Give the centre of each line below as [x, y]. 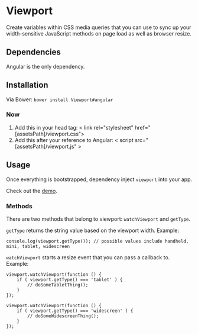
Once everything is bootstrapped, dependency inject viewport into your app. [99, 179]
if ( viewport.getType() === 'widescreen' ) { [75, 311]
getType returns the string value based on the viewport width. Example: [92, 230]
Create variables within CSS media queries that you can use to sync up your [99, 27]
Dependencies [33, 52]
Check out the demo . [32, 191]
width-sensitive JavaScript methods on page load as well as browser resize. [99, 33]
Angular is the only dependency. [46, 66]
